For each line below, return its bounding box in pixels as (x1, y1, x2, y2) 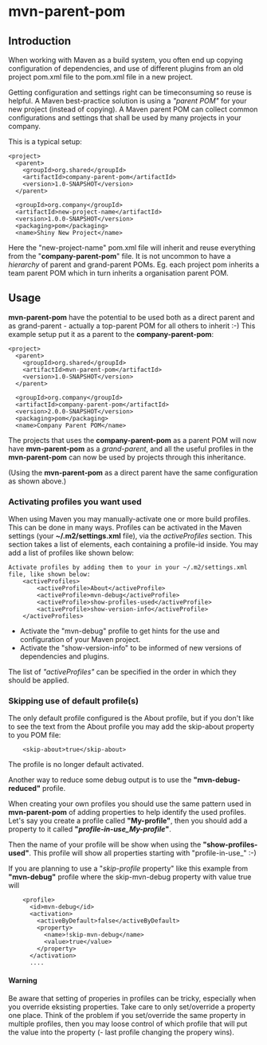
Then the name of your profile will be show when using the (8, 840, 202, 850)
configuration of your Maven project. (19, 635, 141, 644)
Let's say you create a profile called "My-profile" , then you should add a (8, 816, 248, 826)
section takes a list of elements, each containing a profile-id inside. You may (8, 540, 259, 550)
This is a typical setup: (8, 137, 82, 146)
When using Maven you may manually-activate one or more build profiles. (8, 515, 251, 524)
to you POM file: (8, 730, 61, 740)
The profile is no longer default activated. (8, 760, 144, 769)
